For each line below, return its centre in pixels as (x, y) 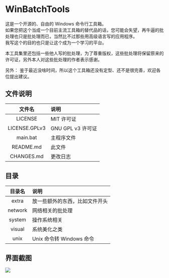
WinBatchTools (37, 9)
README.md (27, 147)
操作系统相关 (47, 220)
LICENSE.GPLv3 (27, 128)
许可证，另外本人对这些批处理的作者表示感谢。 (54, 59)
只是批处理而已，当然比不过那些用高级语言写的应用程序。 (78, 36)
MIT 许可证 (63, 119)
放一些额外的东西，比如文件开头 (70, 201)
